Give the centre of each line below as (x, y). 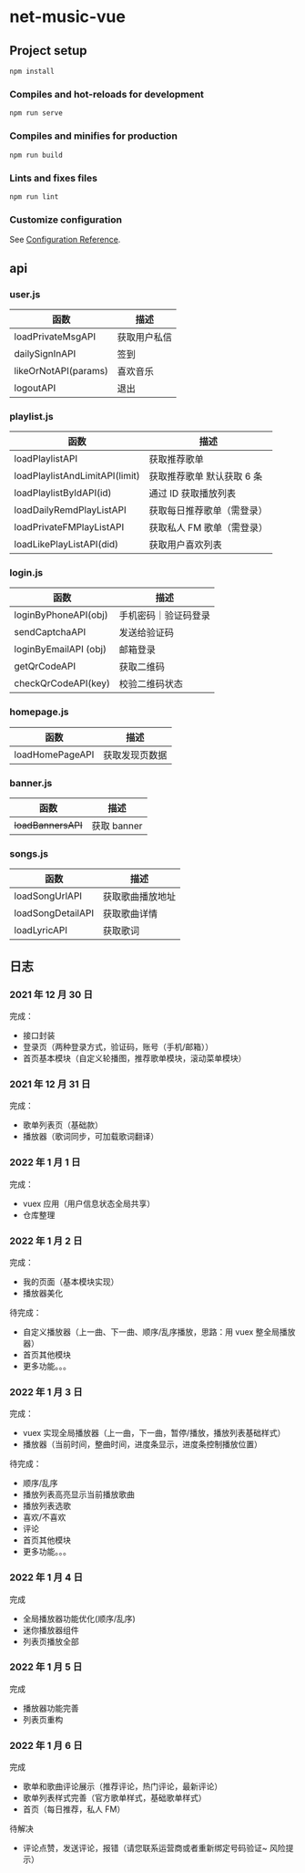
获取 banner (117, 826)
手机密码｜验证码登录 (165, 616)
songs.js (29, 853)
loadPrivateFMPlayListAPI (69, 527)
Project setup (49, 51)
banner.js (31, 783)
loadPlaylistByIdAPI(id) (63, 493)
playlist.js (31, 416)
